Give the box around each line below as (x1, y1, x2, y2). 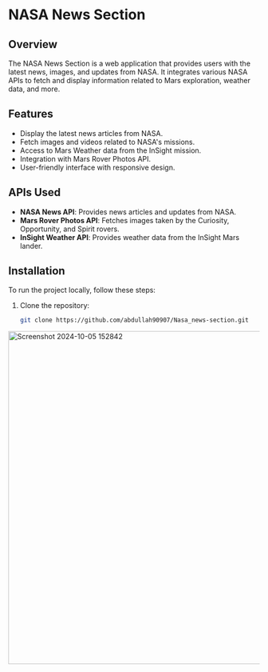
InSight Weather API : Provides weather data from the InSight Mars (19, 232, 240, 242)
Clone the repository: (19, 301, 90, 310)
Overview (8, 38, 58, 51)
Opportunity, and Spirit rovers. (19, 224, 120, 234)
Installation (8, 264, 65, 278)
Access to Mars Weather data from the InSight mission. (19, 146, 202, 155)
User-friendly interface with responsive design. (19, 162, 175, 172)
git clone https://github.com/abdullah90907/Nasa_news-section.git (19, 316, 249, 325)
